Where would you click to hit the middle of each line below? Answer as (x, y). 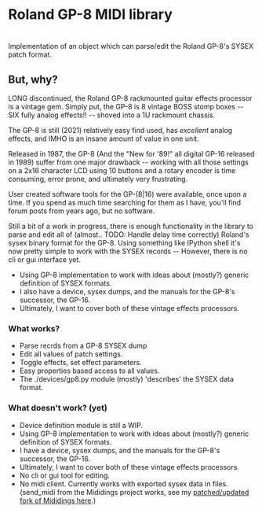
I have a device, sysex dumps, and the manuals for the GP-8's (120, 450)
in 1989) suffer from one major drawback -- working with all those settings (128, 162)
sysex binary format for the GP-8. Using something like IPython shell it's (124, 243)
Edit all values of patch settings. (71, 354)
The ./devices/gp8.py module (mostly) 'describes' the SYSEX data (126, 379)
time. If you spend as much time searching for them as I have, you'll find (125, 203)
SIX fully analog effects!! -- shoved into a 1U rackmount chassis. (112, 115)
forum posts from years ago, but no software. (82, 211)
